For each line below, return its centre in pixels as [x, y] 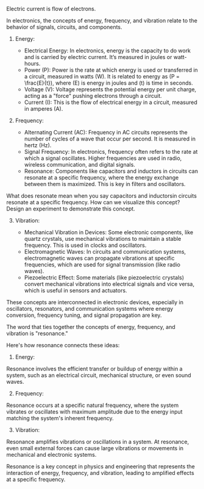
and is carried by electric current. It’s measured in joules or [98, 57]
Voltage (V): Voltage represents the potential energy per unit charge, [110, 89]
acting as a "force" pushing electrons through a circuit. [93, 96]
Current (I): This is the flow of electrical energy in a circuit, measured [111, 102]
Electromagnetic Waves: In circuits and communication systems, [105, 251]
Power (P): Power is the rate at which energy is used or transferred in [111, 70]
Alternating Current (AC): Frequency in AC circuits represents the [106, 132]
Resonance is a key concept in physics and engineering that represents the [101, 466]
